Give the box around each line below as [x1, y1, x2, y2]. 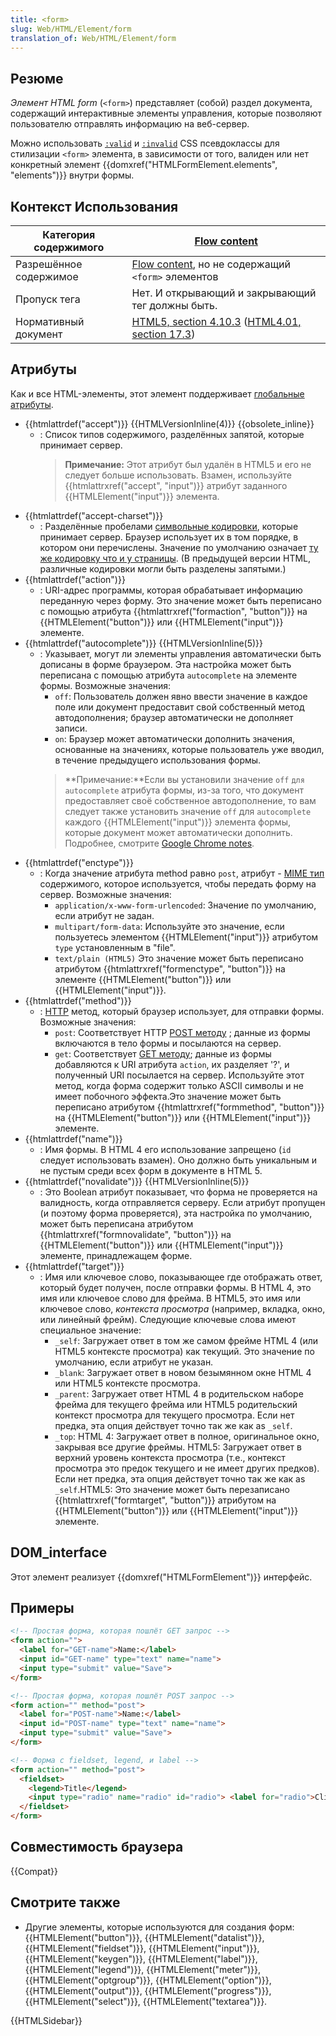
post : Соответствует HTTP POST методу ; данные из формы [54, 1026, 311, 1038]
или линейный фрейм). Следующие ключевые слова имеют [39, 1313, 297, 1325]
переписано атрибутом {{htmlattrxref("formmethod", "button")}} [54, 1101, 325, 1113]
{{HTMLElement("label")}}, [148, 1952, 258, 1965]
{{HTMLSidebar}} [10, 2014, 83, 2026]
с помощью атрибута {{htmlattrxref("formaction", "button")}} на [39, 605, 308, 617]
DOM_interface [10, 1544, 108, 1561]
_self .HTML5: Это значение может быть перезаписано [54, 1483, 290, 1495]
